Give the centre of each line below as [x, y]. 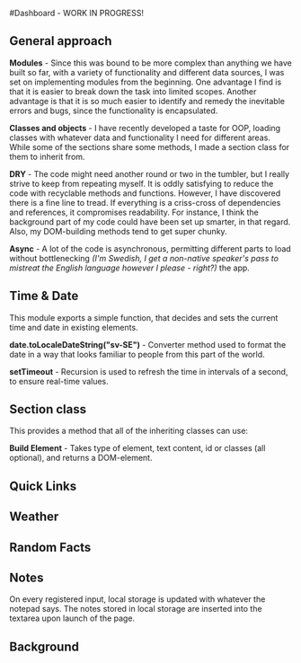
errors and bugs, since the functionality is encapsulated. [114, 110]
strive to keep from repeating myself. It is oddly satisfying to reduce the [142, 183]
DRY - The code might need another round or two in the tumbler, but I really [150, 173]
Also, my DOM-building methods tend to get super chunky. [118, 231]
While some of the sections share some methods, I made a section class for [150, 146]
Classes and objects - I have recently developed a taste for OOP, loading [145, 128]
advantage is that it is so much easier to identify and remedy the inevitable [147, 101]
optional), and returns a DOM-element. [81, 458]
